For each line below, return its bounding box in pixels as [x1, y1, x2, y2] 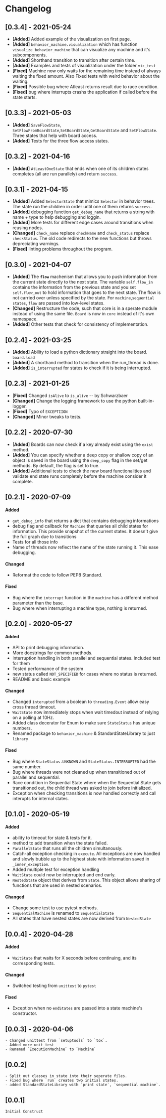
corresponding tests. [12, 960, 55, 967]
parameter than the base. [12, 600, 64, 606]
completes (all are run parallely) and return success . [12, 170, 118, 177]
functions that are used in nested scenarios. [12, 882, 103, 888]
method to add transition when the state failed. [12, 840, 108, 846]
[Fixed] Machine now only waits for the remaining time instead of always [12, 68, 161, 74]
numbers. [12, 725, 32, 731]
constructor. [12, 1010, 38, 1016]
